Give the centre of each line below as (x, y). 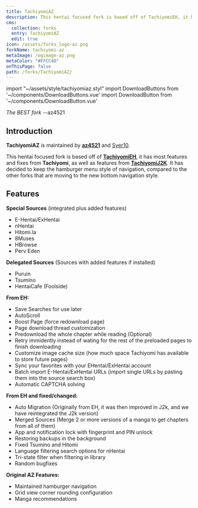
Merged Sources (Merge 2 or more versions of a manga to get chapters (101, 420)
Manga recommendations (46, 499)
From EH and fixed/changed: (42, 395)
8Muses (24, 238)
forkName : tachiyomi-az (35, 50)
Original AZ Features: (33, 474)
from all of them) (35, 425)
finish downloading (38, 347)
